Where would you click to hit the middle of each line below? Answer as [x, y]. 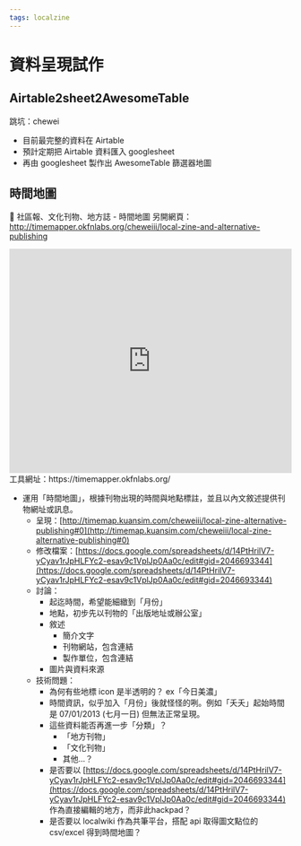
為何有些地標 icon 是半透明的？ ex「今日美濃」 [135, 692]
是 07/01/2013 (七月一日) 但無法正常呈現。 [127, 714]
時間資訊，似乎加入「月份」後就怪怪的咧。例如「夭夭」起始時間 [167, 703]
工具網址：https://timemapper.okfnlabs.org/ [90, 479]
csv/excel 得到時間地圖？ [95, 833]
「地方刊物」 [86, 737]
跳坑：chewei [34, 121]
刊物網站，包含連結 [98, 647]
